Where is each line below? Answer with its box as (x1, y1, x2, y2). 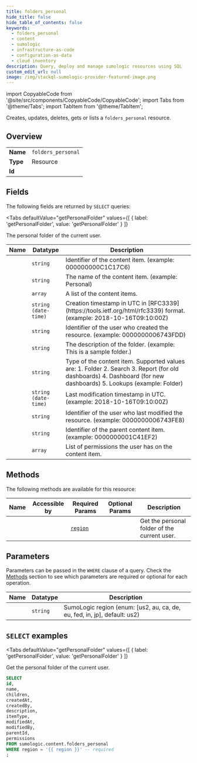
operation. (6, 579, 31, 587)
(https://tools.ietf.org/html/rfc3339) (65, 306, 164, 315)
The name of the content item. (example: (65, 272, 178, 281)
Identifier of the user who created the (65, 323, 168, 331)
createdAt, (6, 697, 33, 703)
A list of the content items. (65, 289, 138, 298)
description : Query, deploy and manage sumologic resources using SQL (6, 63, 182, 69)
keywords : (6, 25, 30, 31)
